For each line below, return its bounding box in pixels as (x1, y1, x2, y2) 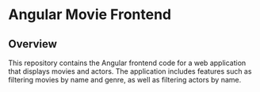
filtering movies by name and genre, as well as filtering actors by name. (8, 75, 242, 84)
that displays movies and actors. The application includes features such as (8, 67, 252, 76)
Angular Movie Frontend (8, 6, 172, 24)
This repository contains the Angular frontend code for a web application (8, 58, 247, 67)
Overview (8, 37, 58, 51)
